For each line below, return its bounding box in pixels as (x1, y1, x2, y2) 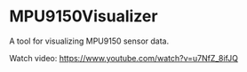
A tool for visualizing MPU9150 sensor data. (9, 36, 170, 46)
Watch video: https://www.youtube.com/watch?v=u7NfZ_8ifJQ (9, 52, 238, 63)
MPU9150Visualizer (9, 6, 158, 27)
